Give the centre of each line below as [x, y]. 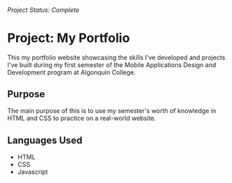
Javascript [33, 172]
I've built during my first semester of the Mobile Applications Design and [112, 65]
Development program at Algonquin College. [71, 72]
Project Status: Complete [43, 10]
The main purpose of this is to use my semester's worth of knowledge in [112, 111]
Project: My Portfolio [69, 38]
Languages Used [45, 140]
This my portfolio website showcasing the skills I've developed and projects [116, 57]
